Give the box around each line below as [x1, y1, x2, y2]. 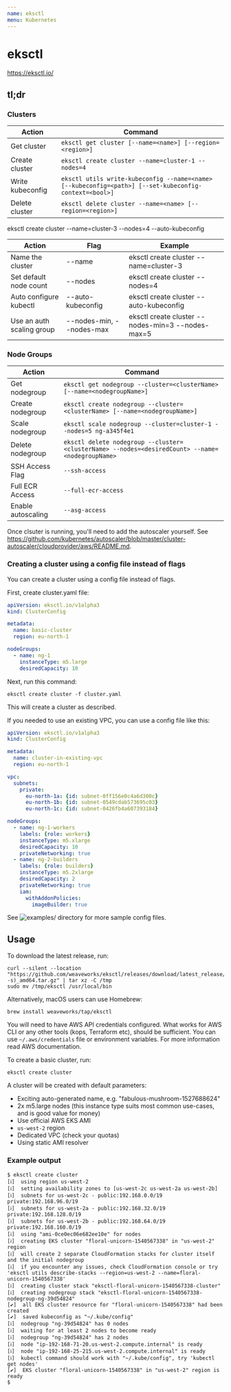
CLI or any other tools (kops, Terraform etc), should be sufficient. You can [7, 1028, 217, 1036]
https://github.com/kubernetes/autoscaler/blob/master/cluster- [7, 535, 186, 543]
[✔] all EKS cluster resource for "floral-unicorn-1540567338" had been [7, 1301, 223, 1308]
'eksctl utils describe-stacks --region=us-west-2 [7, 1269, 155, 1276]
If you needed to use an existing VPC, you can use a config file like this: [7, 716, 210, 724]
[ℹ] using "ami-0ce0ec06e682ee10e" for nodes [7, 1230, 141, 1238]
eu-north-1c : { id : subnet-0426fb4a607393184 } [25, 805, 158, 812]
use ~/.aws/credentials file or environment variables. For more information [7, 1035, 220, 1044]
